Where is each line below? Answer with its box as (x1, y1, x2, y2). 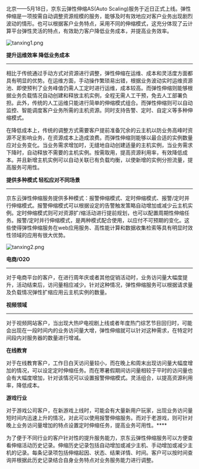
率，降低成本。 (6, 382, 43, 388)
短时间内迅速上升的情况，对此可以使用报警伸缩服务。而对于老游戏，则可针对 (6, 414, 193, 421)
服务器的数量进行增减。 (26, 334, 84, 341)
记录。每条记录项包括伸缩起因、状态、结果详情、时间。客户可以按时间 (16, 449, 188, 456)
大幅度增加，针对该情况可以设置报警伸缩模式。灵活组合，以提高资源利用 (16, 374, 193, 381)
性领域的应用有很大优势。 (6, 232, 69, 238)
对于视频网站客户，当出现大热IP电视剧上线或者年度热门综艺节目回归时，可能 (6, 320, 192, 326)
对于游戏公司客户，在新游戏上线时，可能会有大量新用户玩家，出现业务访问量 (6, 407, 193, 414)
